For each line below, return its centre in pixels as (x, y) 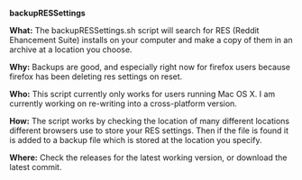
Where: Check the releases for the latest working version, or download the (148, 157)
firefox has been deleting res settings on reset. (96, 76)
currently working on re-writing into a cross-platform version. (123, 103)
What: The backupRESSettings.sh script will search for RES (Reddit (134, 30)
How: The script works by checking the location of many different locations (150, 121)
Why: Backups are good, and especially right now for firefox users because (150, 67)
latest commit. (36, 167)
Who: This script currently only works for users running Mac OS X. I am (142, 94)
